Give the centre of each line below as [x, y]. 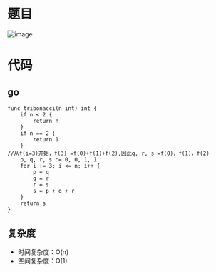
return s [33, 203]
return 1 [46, 139]
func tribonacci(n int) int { [52, 108]
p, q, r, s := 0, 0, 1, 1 [59, 160]
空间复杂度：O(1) [42, 261]
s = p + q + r [54, 191]
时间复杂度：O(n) [43, 252]
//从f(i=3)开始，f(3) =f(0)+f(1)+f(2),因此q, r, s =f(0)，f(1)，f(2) [109, 153]
